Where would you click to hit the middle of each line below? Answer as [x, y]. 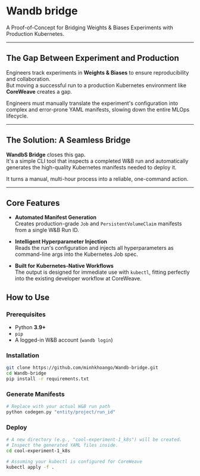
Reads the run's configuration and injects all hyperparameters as [94, 248]
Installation [23, 355]
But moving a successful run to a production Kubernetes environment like [96, 85]
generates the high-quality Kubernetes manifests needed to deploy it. [91, 167]
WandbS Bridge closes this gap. [46, 154]
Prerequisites [26, 314]
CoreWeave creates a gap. [39, 91]
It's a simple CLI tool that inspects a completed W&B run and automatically [97, 161]
